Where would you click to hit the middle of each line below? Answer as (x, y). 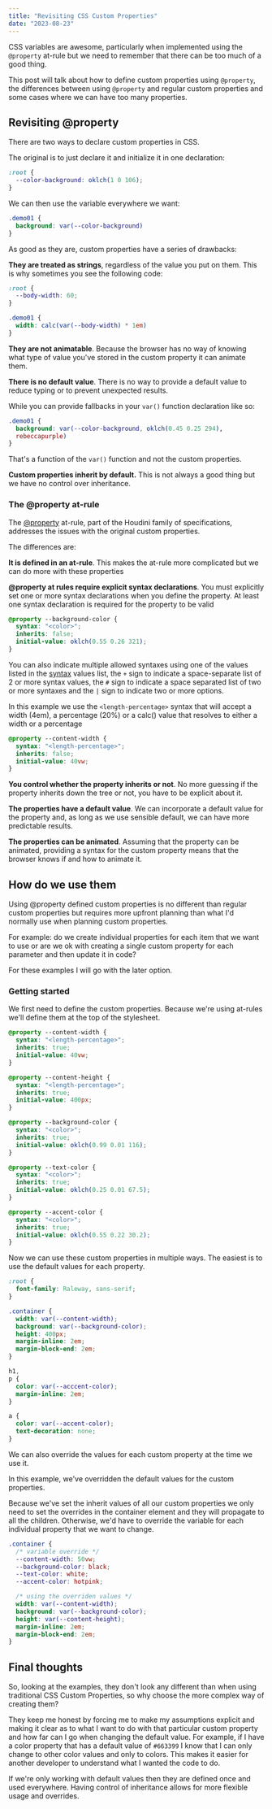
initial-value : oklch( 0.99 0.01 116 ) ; (82, 1145)
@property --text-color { (52, 1168)
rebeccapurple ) (41, 436)
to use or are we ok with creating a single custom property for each (121, 946)
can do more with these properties (66, 571)
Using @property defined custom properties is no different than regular (128, 904)
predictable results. (41, 826)
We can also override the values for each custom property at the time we (131, 1454)
